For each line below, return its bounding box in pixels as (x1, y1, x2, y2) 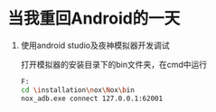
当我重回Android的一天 (7, 8, 181, 29)
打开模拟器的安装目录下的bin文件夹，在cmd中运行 (20, 59, 208, 70)
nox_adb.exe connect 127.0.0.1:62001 (20, 94, 164, 103)
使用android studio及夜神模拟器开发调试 (20, 40, 170, 51)
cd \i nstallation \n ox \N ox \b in (20, 85, 136, 95)
